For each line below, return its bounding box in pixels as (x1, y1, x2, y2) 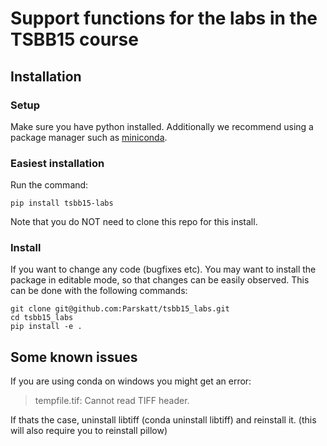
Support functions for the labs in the (10, 7, 318, 30)
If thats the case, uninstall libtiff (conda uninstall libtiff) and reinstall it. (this (10, 414, 317, 426)
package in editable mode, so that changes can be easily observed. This (10, 274, 310, 286)
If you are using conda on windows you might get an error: (10, 375, 252, 387)
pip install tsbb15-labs (10, 198, 114, 209)
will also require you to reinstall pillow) (10, 425, 168, 437)
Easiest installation (10, 156, 105, 170)
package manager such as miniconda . (10, 131, 168, 143)
